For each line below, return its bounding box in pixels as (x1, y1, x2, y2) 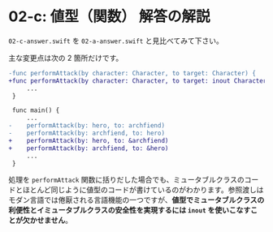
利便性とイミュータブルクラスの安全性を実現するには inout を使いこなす (8, 205, 251, 215)
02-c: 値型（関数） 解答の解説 (8, 7, 210, 26)
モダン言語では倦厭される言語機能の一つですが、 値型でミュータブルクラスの (8, 195, 265, 205)
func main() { (11, 106, 60, 114)
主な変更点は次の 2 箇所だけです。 (8, 53, 123, 62)
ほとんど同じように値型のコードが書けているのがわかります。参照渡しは (22, 185, 264, 195)
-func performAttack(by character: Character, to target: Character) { (8, 69, 256, 77)
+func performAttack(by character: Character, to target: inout (8, 76, 231, 85)
